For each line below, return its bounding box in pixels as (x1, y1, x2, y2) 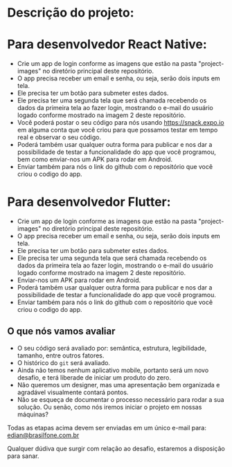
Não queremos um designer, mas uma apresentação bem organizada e (17, 380, 220, 389)
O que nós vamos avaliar (7, 326, 116, 337)
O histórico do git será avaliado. (17, 358, 111, 367)
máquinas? (17, 410, 48, 418)
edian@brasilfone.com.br (7, 431, 80, 439)
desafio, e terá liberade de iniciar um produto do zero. (17, 373, 172, 382)
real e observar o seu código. (17, 133, 102, 141)
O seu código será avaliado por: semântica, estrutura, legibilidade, (17, 344, 207, 352)
